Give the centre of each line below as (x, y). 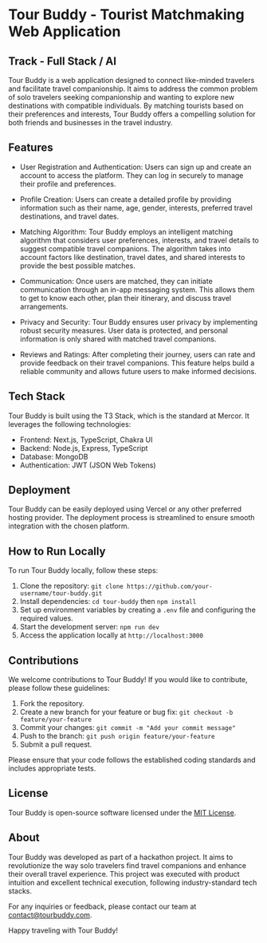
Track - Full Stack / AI (63, 61)
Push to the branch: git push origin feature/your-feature (117, 736)
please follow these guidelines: (59, 689)
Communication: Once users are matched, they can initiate (116, 281)
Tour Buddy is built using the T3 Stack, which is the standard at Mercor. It (129, 416)
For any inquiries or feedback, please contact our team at (102, 906)
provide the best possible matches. (77, 266)
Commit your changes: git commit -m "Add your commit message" (128, 728)
